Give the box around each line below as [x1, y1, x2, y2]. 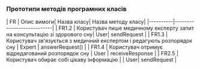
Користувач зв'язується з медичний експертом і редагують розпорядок [6, 37, 193, 45]
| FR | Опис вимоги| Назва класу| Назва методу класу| [6, 18, 146, 26]
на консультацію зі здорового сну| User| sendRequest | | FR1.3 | [6, 31, 168, 38]
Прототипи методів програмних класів [6, 5, 127, 13]
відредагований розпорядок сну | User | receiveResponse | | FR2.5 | [6, 50, 179, 57]
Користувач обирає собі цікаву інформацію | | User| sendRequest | [6, 56, 177, 64]
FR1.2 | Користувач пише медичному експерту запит [58, 24, 194, 32]
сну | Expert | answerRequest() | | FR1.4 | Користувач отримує [6, 43, 163, 51]
